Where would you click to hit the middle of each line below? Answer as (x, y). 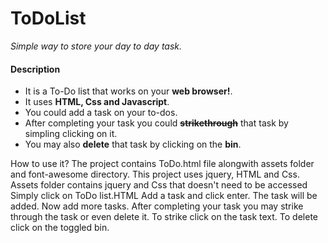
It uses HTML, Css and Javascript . (97, 102)
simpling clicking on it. (71, 134)
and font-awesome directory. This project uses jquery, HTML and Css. (155, 174)
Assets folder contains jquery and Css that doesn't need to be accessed (159, 185)
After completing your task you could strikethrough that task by (156, 123)
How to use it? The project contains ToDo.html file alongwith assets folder (162, 164)
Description (35, 69)
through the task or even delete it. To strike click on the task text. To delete (164, 217)
